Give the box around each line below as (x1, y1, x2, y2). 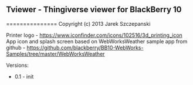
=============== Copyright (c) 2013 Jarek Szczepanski (6, 20, 151, 27)
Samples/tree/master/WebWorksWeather (6, 50, 105, 57)
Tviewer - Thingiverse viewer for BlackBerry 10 (6, 5, 182, 15)
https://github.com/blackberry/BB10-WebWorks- (26, 44, 144, 51)
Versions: (6, 62, 29, 69)
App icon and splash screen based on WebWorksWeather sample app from (6, 38, 188, 45)
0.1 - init (14, 73, 34, 80)
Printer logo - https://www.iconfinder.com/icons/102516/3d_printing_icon (6, 32, 183, 39)
